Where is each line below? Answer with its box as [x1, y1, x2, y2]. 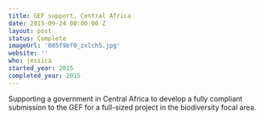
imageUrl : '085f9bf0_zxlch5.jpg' [8, 42, 121, 50]
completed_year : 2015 [8, 72, 81, 80]
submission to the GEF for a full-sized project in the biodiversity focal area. [8, 102, 257, 112]
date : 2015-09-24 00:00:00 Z [8, 19, 106, 27]
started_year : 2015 [8, 64, 74, 72]
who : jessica [8, 57, 52, 65]
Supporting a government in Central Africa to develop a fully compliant [8, 93, 243, 103]
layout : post [8, 27, 52, 35]
